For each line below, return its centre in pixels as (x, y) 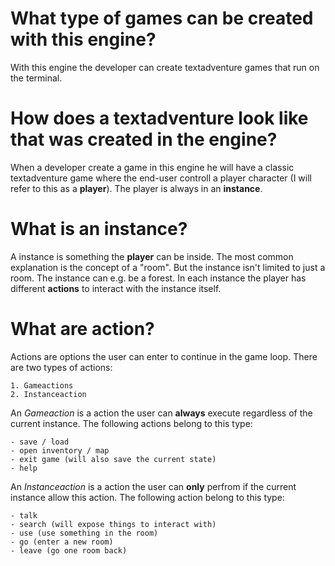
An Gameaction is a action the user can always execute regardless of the (161, 413)
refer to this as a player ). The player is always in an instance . (136, 188)
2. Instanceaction (48, 394)
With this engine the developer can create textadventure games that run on (165, 67)
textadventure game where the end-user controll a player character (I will (161, 178)
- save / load (40, 442)
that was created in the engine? (144, 139)
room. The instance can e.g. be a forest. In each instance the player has (158, 278)
